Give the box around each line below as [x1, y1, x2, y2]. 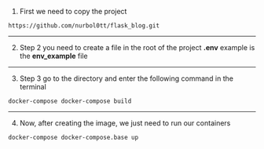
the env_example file [19, 51, 88, 60]
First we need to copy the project [19, 7, 127, 16]
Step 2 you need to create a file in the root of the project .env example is [19, 43, 255, 52]
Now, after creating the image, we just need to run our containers [19, 118, 231, 128]
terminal [19, 82, 47, 91]
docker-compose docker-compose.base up [8, 133, 139, 141]
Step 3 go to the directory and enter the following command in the [19, 74, 234, 83]
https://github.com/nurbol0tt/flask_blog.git [8, 22, 159, 30]
